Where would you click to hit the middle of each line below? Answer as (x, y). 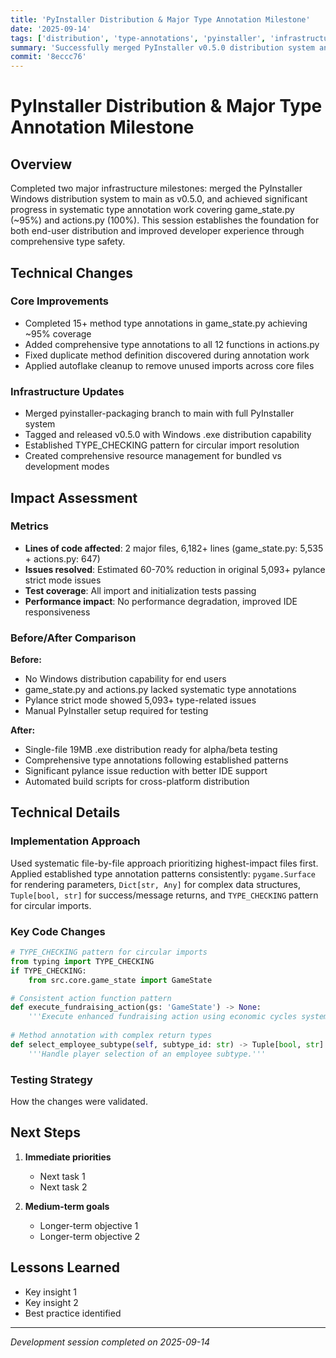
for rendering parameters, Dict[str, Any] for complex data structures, (156, 884)
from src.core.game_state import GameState (120, 980)
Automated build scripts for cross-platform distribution (137, 782)
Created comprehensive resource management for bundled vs (153, 456)
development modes (67, 467)
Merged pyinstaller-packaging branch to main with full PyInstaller (159, 413)
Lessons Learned (65, 1267)
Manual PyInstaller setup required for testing (116, 711)
